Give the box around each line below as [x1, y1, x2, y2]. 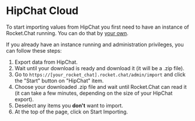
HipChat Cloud [6, 4, 79, 18]
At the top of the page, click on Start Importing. [14, 108, 128, 115]
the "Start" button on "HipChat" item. [14, 77, 104, 84]
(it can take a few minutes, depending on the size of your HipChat [14, 89, 173, 96]
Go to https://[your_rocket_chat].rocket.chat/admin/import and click [14, 71, 186, 78]
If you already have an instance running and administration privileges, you [6, 41, 184, 48]
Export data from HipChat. [14, 58, 78, 65]
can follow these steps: [6, 47, 62, 54]
